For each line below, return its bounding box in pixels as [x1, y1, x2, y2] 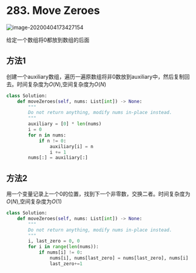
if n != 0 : [38, 138, 67, 144]
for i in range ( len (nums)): [28, 244, 99, 250]
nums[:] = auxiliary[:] [28, 155, 88, 161]
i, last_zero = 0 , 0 [28, 238, 80, 244]
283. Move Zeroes [6, 4, 100, 18]
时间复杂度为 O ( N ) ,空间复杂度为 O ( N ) [16, 80, 107, 88]
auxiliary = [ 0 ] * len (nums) [28, 121, 102, 127]
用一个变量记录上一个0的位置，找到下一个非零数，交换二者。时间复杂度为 [6, 190, 191, 198]
